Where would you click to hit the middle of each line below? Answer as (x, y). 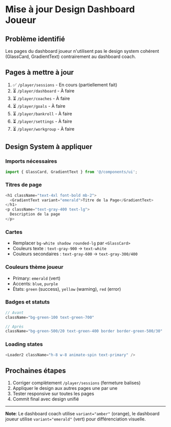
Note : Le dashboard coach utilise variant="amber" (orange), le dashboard (82, 414)
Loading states (24, 344)
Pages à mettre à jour (39, 72)
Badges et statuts (27, 302)
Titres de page (24, 185)
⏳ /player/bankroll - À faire (42, 113)
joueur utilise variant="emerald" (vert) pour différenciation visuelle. (76, 419)
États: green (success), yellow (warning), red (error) (67, 289)
